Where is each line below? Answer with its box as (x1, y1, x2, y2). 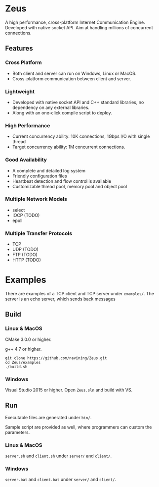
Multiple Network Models (5, 196, 68, 203)
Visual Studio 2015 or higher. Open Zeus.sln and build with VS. (5, 387, 132, 393)
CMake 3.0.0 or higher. (5, 336, 52, 342)
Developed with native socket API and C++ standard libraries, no (12, 99, 144, 105)
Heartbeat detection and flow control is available (12, 178, 112, 184)
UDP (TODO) (12, 246, 39, 253)
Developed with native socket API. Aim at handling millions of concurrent (5, 24, 153, 30)
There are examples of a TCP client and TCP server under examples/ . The (5, 291, 155, 297)
